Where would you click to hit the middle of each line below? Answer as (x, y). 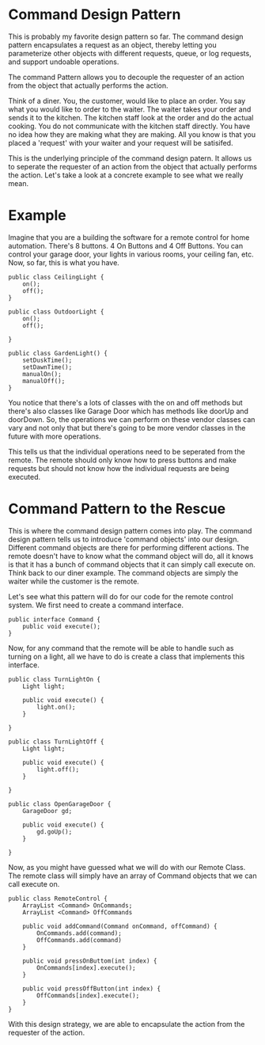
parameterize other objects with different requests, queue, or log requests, (130, 53)
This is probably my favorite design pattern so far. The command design (126, 36)
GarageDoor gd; (47, 811)
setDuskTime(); (47, 360)
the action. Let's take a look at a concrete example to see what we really (126, 175)
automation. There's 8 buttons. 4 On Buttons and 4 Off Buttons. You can (126, 245)
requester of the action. (47, 1032)
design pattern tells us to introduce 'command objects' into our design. (124, 539)
